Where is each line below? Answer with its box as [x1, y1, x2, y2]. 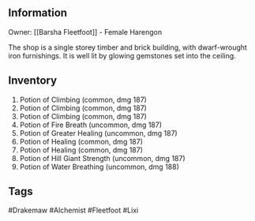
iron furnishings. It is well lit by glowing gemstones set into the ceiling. [8, 51, 237, 60]
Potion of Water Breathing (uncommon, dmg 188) [19, 162, 180, 171]
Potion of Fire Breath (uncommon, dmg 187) [19, 120, 163, 129]
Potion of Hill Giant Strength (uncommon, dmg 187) [19, 153, 186, 163]
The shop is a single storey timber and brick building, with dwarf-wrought [8, 43, 247, 52]
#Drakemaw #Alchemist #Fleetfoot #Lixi [8, 205, 139, 215]
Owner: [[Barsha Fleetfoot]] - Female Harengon [8, 27, 163, 36]
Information [8, 6, 68, 20]
